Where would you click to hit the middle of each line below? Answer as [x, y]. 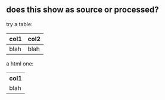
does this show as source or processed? [82, 10]
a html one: [20, 63]
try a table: [19, 24]
